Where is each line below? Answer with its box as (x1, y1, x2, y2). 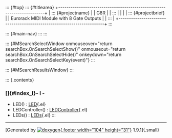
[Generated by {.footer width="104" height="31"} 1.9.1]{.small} (5, 127, 160, 133)
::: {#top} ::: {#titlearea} (5, 5, 55, 10)
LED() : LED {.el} (12, 101, 46, 107)
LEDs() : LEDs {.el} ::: (12, 112, 56, 119)
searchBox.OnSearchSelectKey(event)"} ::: (5, 57, 95, 63)
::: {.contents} (5, 77, 34, 83)
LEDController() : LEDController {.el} (12, 107, 88, 113)
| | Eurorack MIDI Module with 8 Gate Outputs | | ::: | (5, 15, 115, 21)
